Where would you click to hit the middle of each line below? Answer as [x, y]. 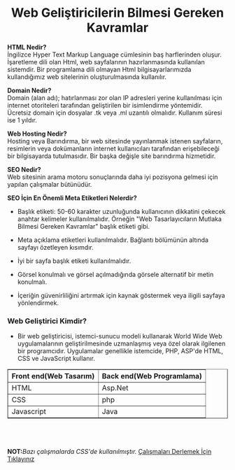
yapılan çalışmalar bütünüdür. [50, 184]
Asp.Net [115, 388]
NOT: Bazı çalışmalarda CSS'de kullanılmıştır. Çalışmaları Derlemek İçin [109, 452]
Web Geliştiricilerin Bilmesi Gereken [117, 13]
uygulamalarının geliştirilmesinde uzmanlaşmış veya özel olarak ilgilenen [121, 343]
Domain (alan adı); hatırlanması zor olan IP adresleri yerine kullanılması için [115, 98]
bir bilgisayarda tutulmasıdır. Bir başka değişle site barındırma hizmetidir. [112, 156]
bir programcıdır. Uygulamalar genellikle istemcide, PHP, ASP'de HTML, [120, 351]
